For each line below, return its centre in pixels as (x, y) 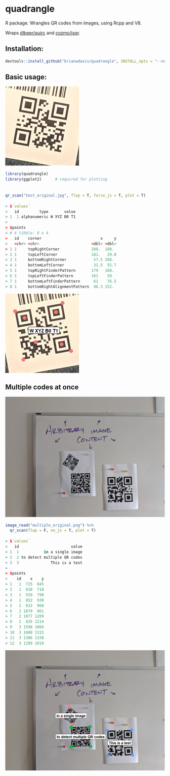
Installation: (25, 49)
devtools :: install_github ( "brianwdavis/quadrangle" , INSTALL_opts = (79, 61)
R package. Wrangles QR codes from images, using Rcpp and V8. (73, 23)
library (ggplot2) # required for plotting (56, 179)
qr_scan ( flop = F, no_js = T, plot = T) (53, 530)
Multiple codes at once (42, 387)
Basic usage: (26, 77)
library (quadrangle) (27, 174)
